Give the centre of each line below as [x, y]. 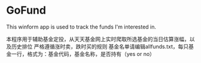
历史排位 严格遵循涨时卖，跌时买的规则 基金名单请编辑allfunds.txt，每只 [100, 46]
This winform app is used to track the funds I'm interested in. [81, 27]
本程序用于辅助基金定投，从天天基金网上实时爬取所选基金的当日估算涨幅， [98, 39]
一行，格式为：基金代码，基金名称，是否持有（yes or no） [83, 53]
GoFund [26, 10]
